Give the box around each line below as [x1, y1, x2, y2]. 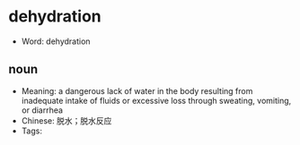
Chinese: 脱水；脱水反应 [21, 115, 112, 126]
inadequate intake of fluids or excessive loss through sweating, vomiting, [21, 95, 292, 106]
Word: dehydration [21, 36, 91, 47]
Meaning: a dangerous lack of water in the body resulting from [21, 85, 253, 96]
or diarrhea [21, 105, 64, 115]
